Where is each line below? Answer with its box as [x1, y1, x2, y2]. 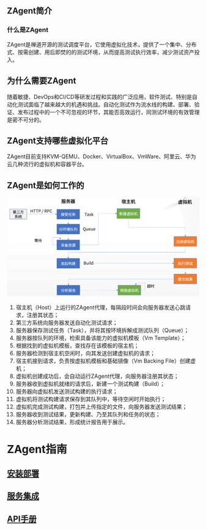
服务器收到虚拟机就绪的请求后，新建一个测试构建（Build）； [15, 380, 166, 388]
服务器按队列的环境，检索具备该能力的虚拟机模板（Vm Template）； [15, 334, 186, 342]
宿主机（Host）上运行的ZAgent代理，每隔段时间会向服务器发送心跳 [15, 304, 186, 311]
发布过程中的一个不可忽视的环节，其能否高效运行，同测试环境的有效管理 [17, 108, 200, 116]
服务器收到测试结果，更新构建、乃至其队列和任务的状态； [15, 411, 161, 418]
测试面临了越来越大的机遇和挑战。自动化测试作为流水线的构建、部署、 [17, 100, 194, 108]
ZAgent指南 [7, 442, 67, 456]
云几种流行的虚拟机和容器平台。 [7, 161, 87, 168]
